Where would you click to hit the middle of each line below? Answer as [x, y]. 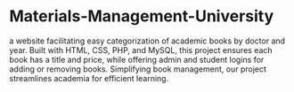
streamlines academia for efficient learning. [89, 78]
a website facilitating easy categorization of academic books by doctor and [147, 41]
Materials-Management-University [142, 16]
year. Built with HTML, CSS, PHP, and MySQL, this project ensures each [141, 50]
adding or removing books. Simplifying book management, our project [138, 69]
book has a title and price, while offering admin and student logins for [137, 59]
